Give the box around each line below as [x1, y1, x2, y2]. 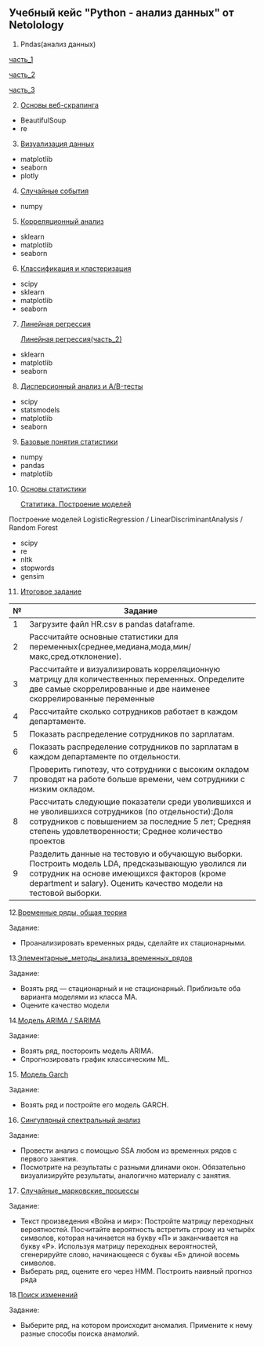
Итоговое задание [20, 587, 81, 596]
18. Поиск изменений [9, 1289, 78, 1299]
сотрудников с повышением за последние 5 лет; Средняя [29, 816, 251, 827]
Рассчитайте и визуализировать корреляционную [29, 664, 221, 675]
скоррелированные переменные [29, 693, 155, 704]
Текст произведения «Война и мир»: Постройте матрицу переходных [20, 1216, 254, 1226]
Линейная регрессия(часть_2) [20, 334, 122, 344]
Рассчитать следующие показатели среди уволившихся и [29, 796, 251, 807]
